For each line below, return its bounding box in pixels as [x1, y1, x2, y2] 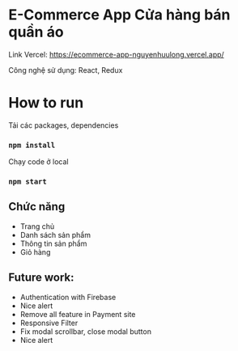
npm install [8, 140, 56, 150]
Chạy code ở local [8, 157, 69, 167]
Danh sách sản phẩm [19, 230, 91, 239]
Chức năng [8, 200, 66, 214]
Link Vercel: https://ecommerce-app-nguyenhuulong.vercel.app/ [8, 49, 224, 59]
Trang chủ [19, 221, 55, 231]
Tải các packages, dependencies [8, 120, 119, 130]
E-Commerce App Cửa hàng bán [8, 6, 231, 24]
